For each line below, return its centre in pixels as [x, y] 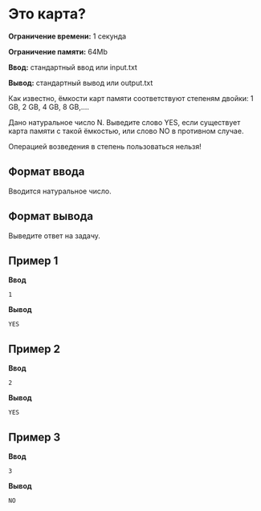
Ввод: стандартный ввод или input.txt [73, 67]
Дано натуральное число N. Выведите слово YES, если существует [124, 122]
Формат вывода [51, 216]
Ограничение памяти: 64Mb [58, 51]
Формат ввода [47, 172]
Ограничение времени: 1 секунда [67, 36]
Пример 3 [35, 437]
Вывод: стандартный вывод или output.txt [81, 83]
